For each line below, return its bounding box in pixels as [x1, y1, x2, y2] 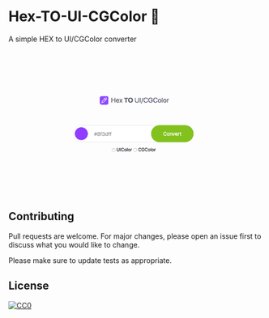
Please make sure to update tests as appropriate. [8, 255, 173, 265]
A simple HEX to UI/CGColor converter [8, 34, 137, 44]
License [8, 279, 49, 293]
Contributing [8, 210, 75, 223]
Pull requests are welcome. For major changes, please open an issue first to [8, 231, 262, 241]
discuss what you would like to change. [8, 240, 140, 249]
